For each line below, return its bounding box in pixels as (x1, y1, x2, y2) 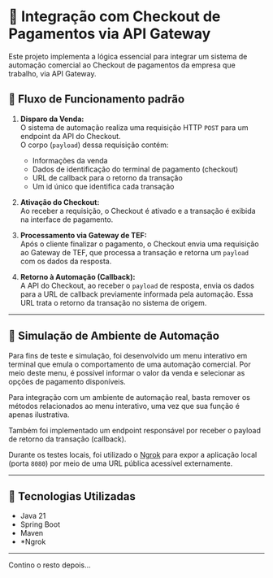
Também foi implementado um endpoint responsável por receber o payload (8, 425, 262, 435)
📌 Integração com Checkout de (8, 7, 221, 26)
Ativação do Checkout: (19, 197, 100, 206)
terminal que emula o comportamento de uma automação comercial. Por (8, 359, 251, 369)
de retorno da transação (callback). (8, 434, 127, 444)
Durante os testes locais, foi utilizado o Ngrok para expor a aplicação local (8, 450, 258, 459)
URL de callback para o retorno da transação (32, 172, 183, 182)
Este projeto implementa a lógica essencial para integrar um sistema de (8, 51, 248, 61)
